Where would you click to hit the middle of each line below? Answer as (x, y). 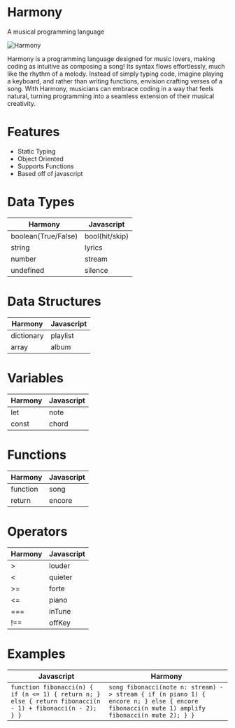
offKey (60, 623)
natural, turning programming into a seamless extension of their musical (111, 96)
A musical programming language (56, 32)
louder (59, 565)
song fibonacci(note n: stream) (163, 687)
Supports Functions (46, 166)
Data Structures (54, 302)
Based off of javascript (50, 173)
